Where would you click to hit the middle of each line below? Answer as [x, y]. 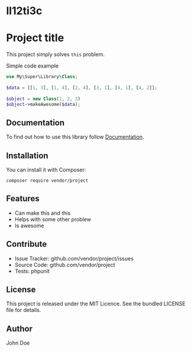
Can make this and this [43, 213]
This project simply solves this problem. [56, 54]
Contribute [27, 244]
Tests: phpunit [32, 271]
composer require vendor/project [47, 181]
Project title [35, 38]
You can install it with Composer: [46, 170]
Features [23, 199]
